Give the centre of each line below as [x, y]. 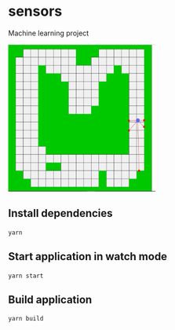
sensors [35, 11]
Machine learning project [49, 33]
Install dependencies [60, 213]
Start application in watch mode [87, 257]
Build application [50, 300]
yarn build [26, 319]
